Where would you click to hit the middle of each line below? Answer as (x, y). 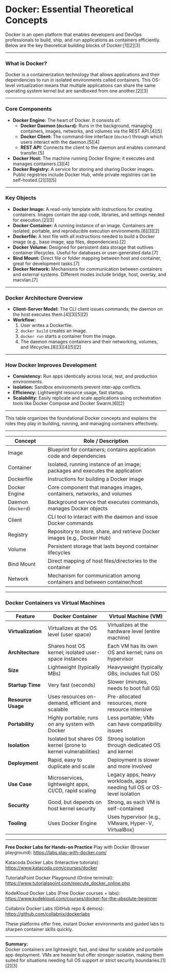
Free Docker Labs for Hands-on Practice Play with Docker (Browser (78, 847)
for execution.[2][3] (34, 220)
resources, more (127, 703)
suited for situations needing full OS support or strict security (70, 960)
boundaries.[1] (150, 960)
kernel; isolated (66, 652)
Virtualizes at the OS (72, 628)
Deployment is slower (133, 760)
